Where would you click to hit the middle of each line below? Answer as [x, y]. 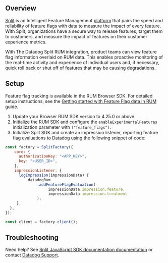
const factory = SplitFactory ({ [39, 147]
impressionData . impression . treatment [88, 194]
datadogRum [39, 180]
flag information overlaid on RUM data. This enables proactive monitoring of [84, 57]
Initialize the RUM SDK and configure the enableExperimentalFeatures [85, 122]
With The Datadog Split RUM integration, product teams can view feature [81, 51]
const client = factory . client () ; [42, 222]
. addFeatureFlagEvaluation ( [66, 185]
